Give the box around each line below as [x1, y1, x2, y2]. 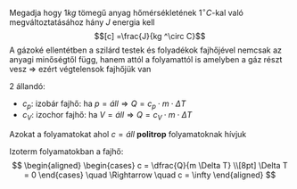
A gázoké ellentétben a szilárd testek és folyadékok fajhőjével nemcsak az [9, 45, 283, 55]
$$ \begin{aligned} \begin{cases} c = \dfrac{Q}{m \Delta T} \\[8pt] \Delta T [12, 160, 288, 171]
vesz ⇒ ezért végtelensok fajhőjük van [9, 63, 152, 74]
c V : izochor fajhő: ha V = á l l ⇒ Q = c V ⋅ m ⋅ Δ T [21, 110, 193, 122]
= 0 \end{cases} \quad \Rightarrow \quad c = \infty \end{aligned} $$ [23, 169, 276, 180]
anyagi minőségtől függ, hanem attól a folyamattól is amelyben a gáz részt [9, 53, 283, 64]
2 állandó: [9, 80, 46, 91]
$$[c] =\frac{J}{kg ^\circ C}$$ [94, 30, 206, 41]
